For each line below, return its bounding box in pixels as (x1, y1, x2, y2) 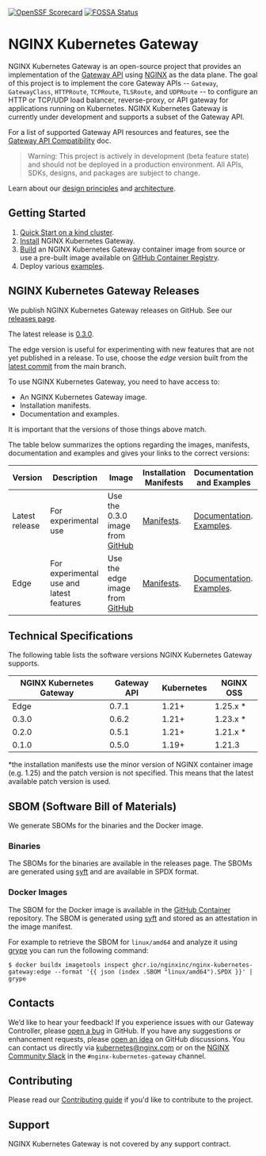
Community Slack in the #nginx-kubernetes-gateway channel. (8, 1051, 207, 1061)
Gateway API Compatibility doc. (8, 136, 112, 145)
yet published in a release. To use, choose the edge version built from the (8, 353, 248, 363)
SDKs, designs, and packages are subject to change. (27, 167, 200, 178)
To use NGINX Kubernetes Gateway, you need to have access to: (8, 377, 220, 386)
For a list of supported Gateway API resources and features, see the (8, 127, 230, 136)
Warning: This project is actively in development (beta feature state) (27, 151, 249, 160)
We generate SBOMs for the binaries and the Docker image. (8, 821, 203, 831)
